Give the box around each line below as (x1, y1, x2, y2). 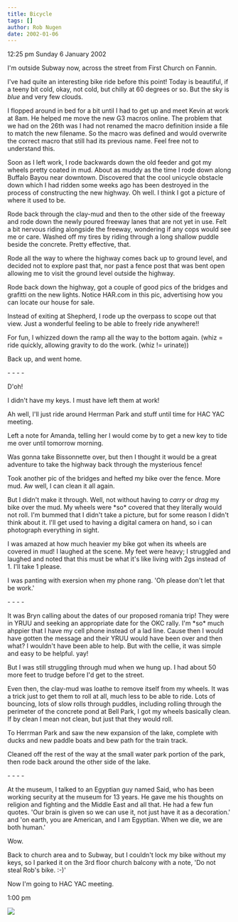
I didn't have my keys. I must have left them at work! (7, 396, 160, 405)
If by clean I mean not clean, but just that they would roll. (7, 714, 173, 724)
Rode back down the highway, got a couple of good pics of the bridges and (7, 283, 229, 292)
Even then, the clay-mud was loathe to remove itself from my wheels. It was (7, 685, 229, 693)
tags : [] (7, 17, 33, 24)
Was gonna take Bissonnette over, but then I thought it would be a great (7, 453, 217, 461)
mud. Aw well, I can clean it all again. (7, 482, 115, 491)
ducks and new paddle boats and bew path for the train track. (7, 736, 188, 745)
